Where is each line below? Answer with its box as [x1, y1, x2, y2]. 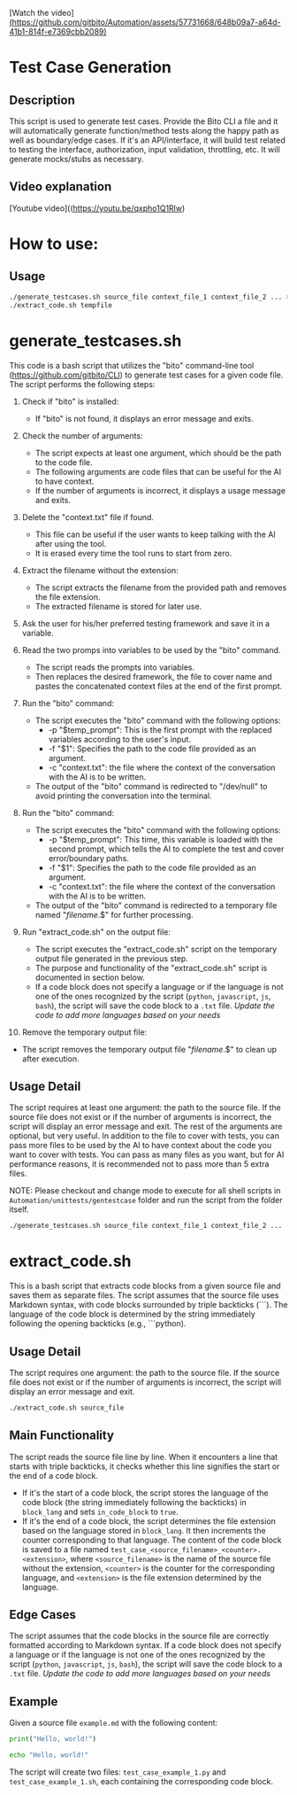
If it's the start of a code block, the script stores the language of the [21, 1488, 269, 1498]
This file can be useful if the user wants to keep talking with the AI [34, 529, 276, 540]
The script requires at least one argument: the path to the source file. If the [9, 1102, 281, 1113]
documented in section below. [34, 972, 146, 983]
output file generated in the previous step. [34, 952, 188, 964]
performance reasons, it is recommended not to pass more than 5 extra [9, 1159, 270, 1169]
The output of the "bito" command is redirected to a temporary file [34, 899, 278, 911]
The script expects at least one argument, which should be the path [34, 447, 282, 458]
